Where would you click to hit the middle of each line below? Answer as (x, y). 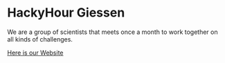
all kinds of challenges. (40, 39)
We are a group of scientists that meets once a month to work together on (112, 32)
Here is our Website (35, 53)
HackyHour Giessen (66, 13)
